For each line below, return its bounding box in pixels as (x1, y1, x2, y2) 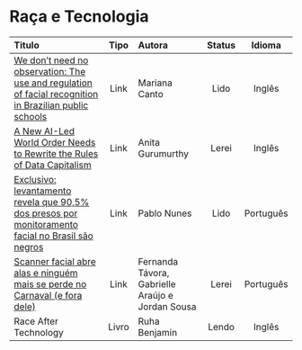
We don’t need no (13, 54, 89, 67)
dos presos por (13, 207, 78, 220)
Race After (13, 315, 58, 328)
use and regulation (13, 76, 93, 89)
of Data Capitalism (13, 158, 92, 171)
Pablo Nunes (138, 207, 192, 220)
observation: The (13, 65, 86, 77)
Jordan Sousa (138, 300, 197, 312)
